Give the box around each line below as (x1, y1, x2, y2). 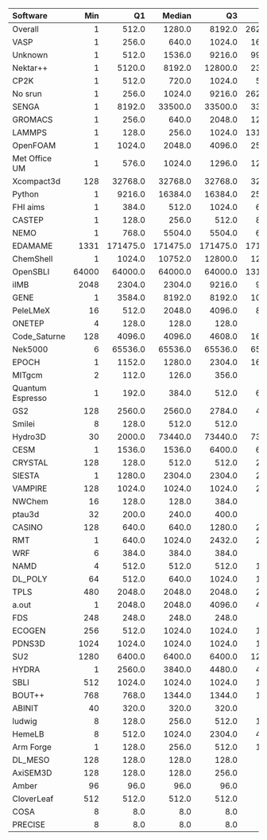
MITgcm (12, 370, 43, 380)
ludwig (12, 716, 37, 726)
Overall (12, 24, 39, 34)
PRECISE (12, 819, 45, 830)
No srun (12, 88, 42, 99)
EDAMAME (12, 240, 53, 251)
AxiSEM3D (12, 768, 52, 778)
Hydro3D (12, 431, 46, 442)
